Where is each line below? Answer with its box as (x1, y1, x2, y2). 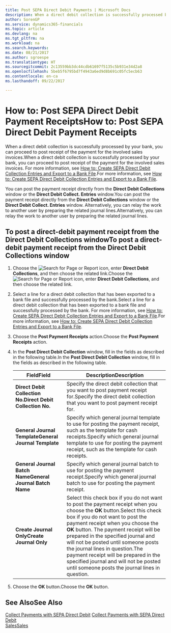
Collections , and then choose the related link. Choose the (12, 270, 133, 277)
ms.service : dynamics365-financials (5, 21, 83, 27)
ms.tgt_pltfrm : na (5, 36, 44, 41)
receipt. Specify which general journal (66, 473, 156, 480)
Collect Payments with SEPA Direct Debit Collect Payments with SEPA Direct (5, 612, 165, 618)
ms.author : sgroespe (5, 54, 49, 60)
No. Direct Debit (15, 396, 53, 403)
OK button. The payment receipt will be (66, 526, 160, 533)
